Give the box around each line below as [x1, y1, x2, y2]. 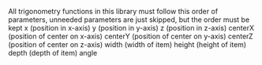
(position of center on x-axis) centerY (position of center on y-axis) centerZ [8, 31, 254, 41]
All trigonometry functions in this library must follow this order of [8, 7, 219, 16]
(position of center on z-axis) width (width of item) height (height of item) [8, 40, 247, 49]
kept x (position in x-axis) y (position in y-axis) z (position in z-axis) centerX [8, 23, 255, 32]
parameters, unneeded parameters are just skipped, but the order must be [8, 15, 250, 24]
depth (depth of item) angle [8, 49, 98, 57]
